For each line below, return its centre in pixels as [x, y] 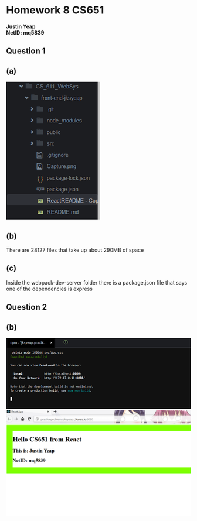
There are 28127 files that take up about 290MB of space [75, 250]
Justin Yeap [21, 26]
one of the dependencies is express [49, 289]
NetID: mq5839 [25, 32]
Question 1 [26, 51]
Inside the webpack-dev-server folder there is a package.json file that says [97, 282]
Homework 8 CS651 [55, 10]
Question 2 [27, 307]
